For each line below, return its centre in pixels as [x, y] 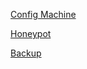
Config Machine [43, 14]
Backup [26, 53]
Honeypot [31, 33]
